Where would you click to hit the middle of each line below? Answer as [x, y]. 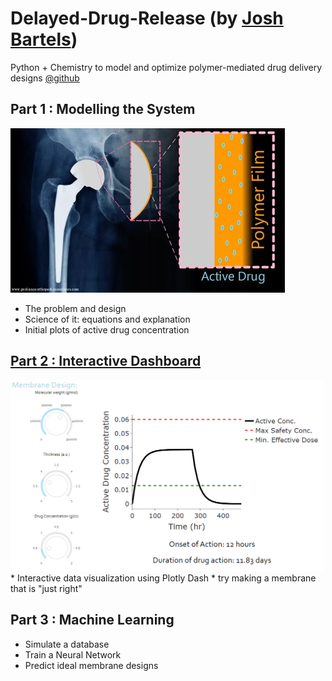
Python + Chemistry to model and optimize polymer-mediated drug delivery [166, 67]
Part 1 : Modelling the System [103, 109]
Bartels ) [44, 39]
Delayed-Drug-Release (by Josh [147, 18]
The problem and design [75, 308]
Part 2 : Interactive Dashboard [106, 361]
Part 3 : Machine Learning [92, 620]
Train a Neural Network [73, 654]
